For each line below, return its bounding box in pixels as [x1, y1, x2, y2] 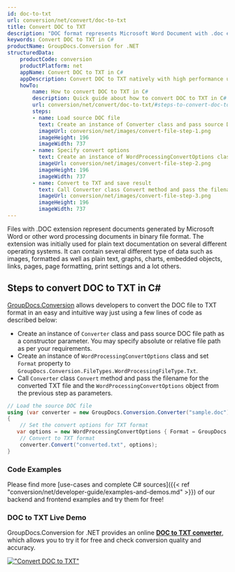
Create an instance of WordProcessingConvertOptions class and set [17, 351, 209, 360]
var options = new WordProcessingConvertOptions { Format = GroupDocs [16, 428, 227, 435]
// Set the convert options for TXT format [20, 421, 149, 429]
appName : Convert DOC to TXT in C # [20, 69, 124, 76]
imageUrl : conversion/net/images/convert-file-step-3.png [38, 193, 211, 200]
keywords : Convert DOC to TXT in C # [7, 36, 114, 43]
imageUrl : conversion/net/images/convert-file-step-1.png [38, 127, 211, 134]
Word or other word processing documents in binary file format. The [7, 232, 204, 240]
